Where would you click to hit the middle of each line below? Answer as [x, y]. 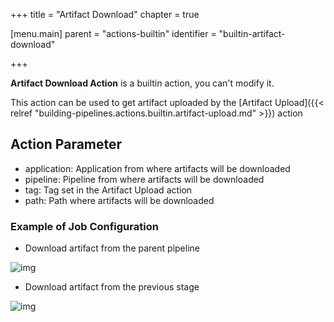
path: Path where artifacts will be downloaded [119, 200]
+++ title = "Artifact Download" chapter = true [105, 14]
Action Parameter [66, 144]
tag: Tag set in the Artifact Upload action [108, 190]
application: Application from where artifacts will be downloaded [157, 168]
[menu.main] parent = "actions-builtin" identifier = [113, 33]
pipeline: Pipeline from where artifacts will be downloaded [144, 179]
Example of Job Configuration [84, 226]
